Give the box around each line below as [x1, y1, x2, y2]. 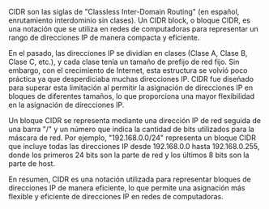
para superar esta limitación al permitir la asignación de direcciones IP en [8, 83, 254, 92]
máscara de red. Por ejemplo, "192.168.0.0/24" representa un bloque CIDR [8, 133, 257, 143]
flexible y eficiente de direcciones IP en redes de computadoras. [8, 192, 224, 201]
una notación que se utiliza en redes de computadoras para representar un [8, 24, 258, 33]
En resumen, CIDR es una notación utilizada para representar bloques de [8, 174, 251, 184]
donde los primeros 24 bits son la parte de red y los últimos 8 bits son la [8, 150, 250, 160]
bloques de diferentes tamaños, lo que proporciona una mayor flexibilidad [8, 92, 255, 100]
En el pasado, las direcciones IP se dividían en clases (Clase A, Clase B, [8, 49, 248, 58]
